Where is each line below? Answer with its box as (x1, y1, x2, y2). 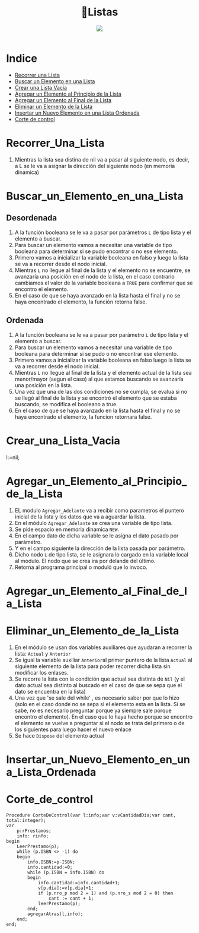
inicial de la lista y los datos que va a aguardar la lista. (14, 513, 146, 520)
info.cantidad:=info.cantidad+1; (37, 880, 120, 885)
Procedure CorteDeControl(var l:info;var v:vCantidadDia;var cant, (6, 812, 176, 818)
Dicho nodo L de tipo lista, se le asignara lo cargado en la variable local (14, 551, 188, 558)
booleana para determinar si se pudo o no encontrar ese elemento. (14, 350, 179, 357)
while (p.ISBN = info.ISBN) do (27, 869, 105, 875)
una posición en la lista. (14, 381, 73, 388)
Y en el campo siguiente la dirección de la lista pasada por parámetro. (14, 545, 185, 552)
